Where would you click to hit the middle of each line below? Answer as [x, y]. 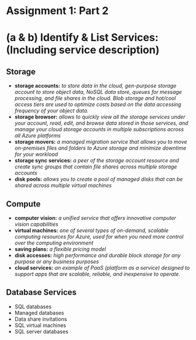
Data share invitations [41, 319]
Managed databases [39, 312]
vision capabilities [36, 224]
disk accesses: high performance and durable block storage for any [97, 255]
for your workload [36, 154]
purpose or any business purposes [57, 261]
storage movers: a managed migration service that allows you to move [101, 142]
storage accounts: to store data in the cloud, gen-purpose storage [95, 86]
